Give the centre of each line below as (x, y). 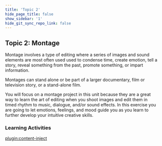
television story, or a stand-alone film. (43, 85)
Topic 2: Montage (33, 43)
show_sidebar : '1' (24, 19)
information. (17, 70)
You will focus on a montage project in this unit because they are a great (78, 94)
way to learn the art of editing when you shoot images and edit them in (76, 100)
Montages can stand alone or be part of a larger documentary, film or (75, 80)
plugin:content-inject (26, 138)
